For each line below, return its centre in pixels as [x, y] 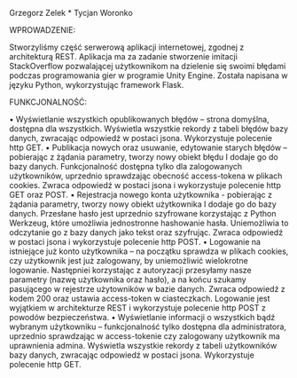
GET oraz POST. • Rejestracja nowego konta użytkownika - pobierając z [141, 195]
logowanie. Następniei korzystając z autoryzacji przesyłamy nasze [130, 270]
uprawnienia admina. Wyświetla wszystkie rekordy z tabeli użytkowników [143, 346]
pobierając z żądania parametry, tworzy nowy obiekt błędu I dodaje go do [144, 157]
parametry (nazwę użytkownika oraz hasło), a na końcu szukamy [128, 280]
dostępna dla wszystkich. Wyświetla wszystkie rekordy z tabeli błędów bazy [149, 129]
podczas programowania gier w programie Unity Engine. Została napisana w [148, 75]
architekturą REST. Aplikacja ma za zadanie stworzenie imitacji [123, 56]
